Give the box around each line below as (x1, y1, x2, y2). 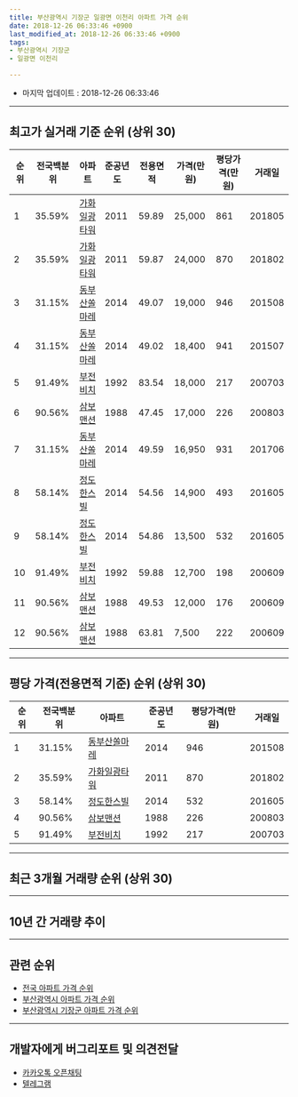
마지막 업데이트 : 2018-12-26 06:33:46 (21, 88, 160, 98)
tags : (9, 37, 29, 47)
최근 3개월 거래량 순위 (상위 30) (9, 871, 173, 886)
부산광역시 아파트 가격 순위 (21, 994, 115, 1005)
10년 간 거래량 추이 (9, 914, 106, 929)
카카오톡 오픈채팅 (21, 1067, 82, 1077)
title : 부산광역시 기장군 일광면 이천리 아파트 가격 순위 (9, 12, 189, 22)
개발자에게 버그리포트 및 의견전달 (9, 1042, 179, 1057)
